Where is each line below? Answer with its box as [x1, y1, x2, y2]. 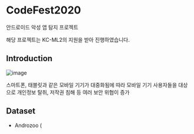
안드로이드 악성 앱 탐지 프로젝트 [6, 24, 79, 31]
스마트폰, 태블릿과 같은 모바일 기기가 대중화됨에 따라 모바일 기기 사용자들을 [6, 81, 178, 88]
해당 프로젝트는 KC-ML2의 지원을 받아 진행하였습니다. [6, 36, 131, 43]
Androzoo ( [14, 122, 42, 129]
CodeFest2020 [6, 4, 81, 17]
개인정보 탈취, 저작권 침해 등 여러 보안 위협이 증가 [16, 89, 130, 96]
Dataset [6, 106, 36, 116]
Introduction [6, 53, 53, 63]
